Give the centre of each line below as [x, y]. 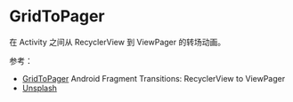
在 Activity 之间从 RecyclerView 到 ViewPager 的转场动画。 [117, 42]
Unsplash [40, 88]
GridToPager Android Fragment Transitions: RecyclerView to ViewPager [154, 78]
